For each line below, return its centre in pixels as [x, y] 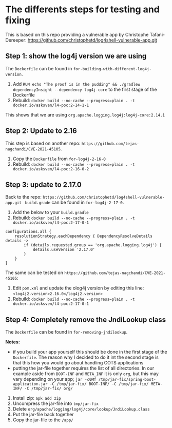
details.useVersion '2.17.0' [64, 250]
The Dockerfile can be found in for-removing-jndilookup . [66, 332]
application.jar [30, 384]
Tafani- [157, 34]
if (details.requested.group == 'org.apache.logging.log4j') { [93, 245]
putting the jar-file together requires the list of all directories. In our [83, 368]
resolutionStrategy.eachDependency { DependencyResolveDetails [84, 236]
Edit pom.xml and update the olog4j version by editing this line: [78, 288]
